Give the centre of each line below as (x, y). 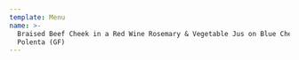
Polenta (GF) (41, 42)
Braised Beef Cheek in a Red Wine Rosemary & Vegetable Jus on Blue (147, 34)
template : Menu (37, 17)
